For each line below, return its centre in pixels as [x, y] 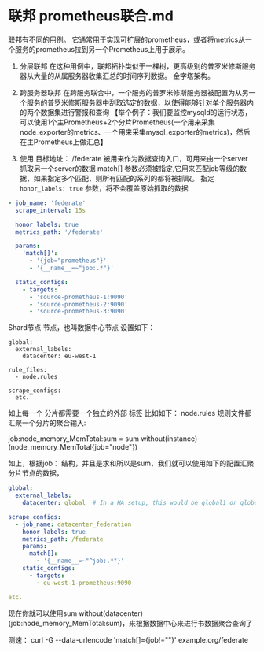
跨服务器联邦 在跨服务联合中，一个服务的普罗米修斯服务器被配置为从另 [134, 92]
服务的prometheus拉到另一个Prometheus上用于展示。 [102, 49]
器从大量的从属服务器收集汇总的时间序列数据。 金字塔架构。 [117, 76]
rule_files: [27, 370]
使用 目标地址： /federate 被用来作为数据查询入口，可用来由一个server [134, 158]
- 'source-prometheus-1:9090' [78, 297]
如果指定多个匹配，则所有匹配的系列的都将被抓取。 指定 [124, 178]
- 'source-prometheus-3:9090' [78, 312]
